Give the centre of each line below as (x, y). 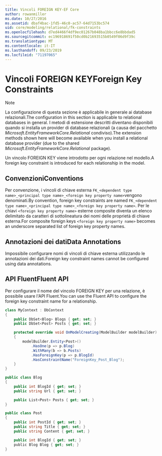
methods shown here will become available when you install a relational (76, 138)
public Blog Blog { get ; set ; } (46, 445)
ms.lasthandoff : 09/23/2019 (33, 50)
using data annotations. (29, 264)
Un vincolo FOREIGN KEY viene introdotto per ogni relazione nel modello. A (80, 158)
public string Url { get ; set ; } (48, 391)
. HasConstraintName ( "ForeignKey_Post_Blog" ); (78, 360)
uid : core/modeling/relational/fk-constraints (53, 28)
